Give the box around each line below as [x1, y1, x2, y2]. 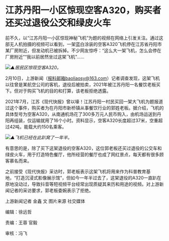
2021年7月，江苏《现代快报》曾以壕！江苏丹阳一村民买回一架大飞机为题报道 [5, 98, 163, 104]
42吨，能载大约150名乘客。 [9, 124, 67, 130]
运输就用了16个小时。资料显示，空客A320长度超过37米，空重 [31, 117, 158, 124]
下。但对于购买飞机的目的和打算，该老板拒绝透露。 [5, 88, 111, 94]
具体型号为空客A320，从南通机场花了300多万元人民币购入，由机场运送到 [5, 111, 157, 117]
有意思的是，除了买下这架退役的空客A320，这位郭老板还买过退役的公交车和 [5, 145, 162, 151]
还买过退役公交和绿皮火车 [5, 17, 112, 29]
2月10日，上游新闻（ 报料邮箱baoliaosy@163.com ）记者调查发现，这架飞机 [5, 75, 160, 81]
